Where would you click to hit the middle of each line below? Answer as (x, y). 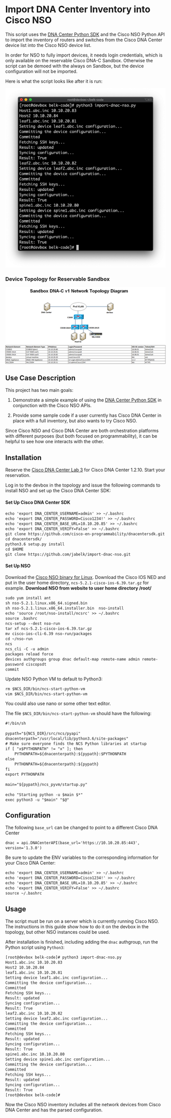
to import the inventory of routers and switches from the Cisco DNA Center (84, 40)
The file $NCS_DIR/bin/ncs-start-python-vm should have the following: (78, 713)
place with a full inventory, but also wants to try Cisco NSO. (75, 421)
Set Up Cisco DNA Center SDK (38, 502)
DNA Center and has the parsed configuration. (54, 1110)
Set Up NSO (18, 566)
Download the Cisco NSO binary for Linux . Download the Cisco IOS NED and (85, 577)
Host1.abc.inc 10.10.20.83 (34, 962)
